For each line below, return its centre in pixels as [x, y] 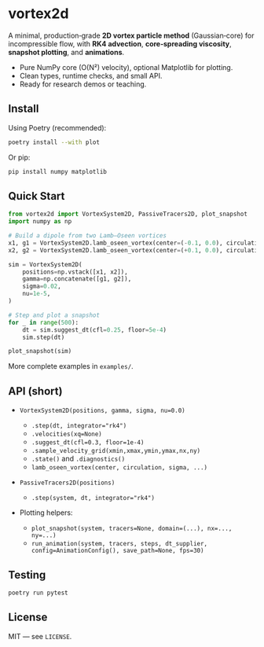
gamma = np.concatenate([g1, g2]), [77, 279]
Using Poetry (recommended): [57, 127]
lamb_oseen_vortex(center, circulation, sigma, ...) [119, 468]
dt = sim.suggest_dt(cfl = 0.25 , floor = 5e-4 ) [95, 330]
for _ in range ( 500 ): [44, 322]
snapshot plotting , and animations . [66, 52]
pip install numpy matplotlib [58, 171]
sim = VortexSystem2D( [45, 264]
